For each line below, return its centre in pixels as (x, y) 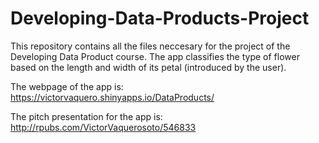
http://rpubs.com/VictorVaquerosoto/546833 (103, 127)
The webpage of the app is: (67, 86)
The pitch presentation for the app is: (86, 116)
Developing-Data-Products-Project (160, 18)
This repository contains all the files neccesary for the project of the (150, 46)
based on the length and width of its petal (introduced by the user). (148, 67)
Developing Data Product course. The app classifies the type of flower (155, 56)
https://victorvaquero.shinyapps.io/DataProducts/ (112, 97)
